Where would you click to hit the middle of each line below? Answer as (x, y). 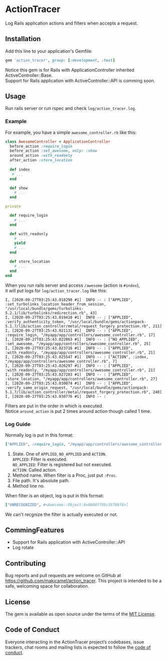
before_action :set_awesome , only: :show (53, 151)
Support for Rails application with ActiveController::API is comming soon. (80, 80)
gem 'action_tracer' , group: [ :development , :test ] (60, 60)
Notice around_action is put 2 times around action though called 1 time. (78, 411)
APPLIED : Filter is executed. (40, 459)
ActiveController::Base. (29, 75)
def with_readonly (29, 234)
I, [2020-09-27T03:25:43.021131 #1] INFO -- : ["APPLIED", (69, 331)
